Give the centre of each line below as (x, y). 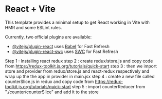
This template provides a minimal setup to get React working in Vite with (77, 22)
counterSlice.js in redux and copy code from (49, 82)
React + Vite (30, 9)
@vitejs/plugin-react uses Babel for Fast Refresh (61, 46)
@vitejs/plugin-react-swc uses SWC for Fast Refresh (65, 51)
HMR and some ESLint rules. (34, 27)
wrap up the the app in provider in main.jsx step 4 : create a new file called (80, 76)
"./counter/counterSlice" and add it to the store (52, 92)
